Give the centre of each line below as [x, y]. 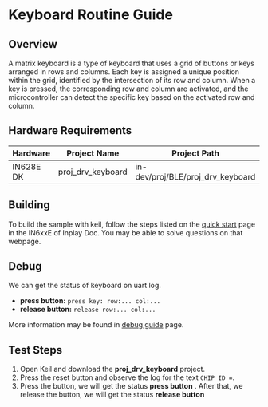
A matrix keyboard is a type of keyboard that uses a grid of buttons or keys [132, 63]
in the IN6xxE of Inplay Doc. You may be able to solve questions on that [126, 232]
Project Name [93, 153]
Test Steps [35, 350]
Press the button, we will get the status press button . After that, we [131, 386]
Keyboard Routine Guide [91, 15]
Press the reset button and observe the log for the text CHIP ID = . [127, 377]
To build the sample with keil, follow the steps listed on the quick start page [132, 224]
